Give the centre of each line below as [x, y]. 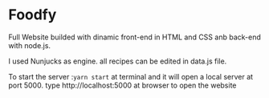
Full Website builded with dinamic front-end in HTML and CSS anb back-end [134, 37]
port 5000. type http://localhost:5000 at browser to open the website [122, 85]
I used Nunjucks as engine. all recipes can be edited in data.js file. [118, 61]
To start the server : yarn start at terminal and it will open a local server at [131, 76]
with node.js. [29, 45]
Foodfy [33, 15]
